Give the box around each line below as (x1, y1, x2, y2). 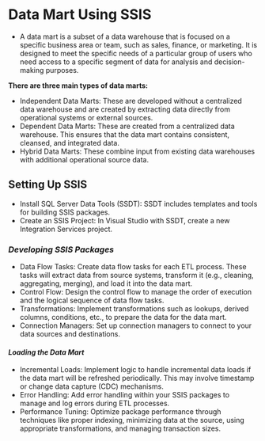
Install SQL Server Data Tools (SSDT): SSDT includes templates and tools (19, 199, 258, 208)
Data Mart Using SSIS (8, 6, 152, 24)
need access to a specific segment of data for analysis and (19, 57, 213, 67)
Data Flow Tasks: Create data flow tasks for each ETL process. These (19, 262, 247, 272)
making (19, 65, 44, 74)
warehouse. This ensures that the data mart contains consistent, (19, 129, 230, 139)
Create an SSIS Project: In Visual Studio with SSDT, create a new (19, 215, 230, 225)
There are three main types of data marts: (8, 81, 149, 90)
